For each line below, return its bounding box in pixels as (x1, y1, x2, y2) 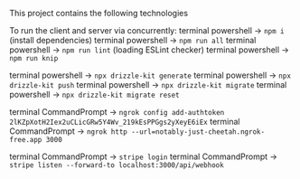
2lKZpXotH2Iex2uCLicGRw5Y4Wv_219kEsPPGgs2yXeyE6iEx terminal (9, 117, 240, 127)
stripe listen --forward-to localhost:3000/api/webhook (9, 161, 224, 170)
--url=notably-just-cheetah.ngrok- (130, 127, 265, 137)
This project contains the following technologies (9, 8, 188, 18)
